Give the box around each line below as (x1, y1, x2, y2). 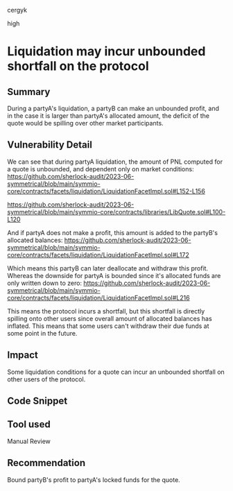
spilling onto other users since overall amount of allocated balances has (7, 314, 213, 322)
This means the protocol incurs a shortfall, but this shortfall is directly (7, 307, 205, 315)
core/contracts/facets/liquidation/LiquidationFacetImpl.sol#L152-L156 (7, 187, 206, 195)
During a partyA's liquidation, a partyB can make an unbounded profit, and (7, 104, 220, 112)
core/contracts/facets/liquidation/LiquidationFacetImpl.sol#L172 (7, 250, 189, 259)
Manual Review (7, 437, 51, 445)
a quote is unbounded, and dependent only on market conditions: (7, 164, 194, 173)
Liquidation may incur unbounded (7, 44, 206, 60)
